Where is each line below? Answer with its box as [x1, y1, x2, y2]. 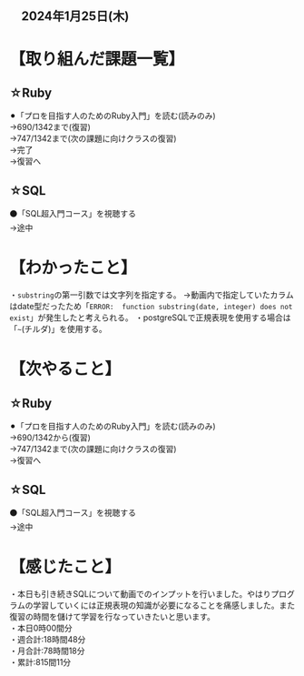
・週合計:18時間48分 [9, 633, 86, 644]
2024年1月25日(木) [21, 8, 130, 25]
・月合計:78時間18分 [9, 645, 85, 656]
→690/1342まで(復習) [9, 122, 91, 133]
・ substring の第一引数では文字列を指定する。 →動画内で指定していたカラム [9, 289, 294, 300]
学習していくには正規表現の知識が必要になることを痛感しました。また [33, 600, 296, 610]
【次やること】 [9, 358, 122, 379]
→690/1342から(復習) [9, 432, 91, 443]
